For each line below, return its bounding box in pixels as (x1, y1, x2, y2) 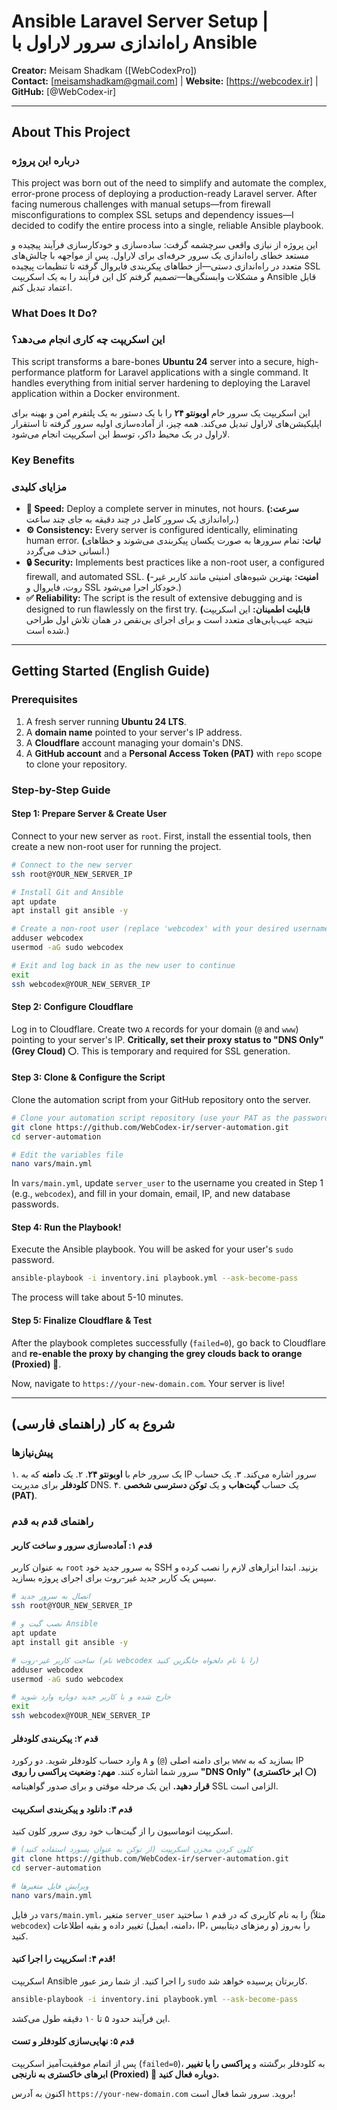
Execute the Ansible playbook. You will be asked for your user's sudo (11, 1243, 294, 1255)
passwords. (11, 1198, 59, 1210)
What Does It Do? (11, 306, 98, 320)
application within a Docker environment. (11, 387, 181, 399)
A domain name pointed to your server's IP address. (25, 726, 243, 738)
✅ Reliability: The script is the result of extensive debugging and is (25, 592, 303, 604)
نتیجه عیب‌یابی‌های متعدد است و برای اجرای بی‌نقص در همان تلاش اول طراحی (25, 614, 314, 626)
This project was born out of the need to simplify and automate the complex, (11, 176, 327, 189)
